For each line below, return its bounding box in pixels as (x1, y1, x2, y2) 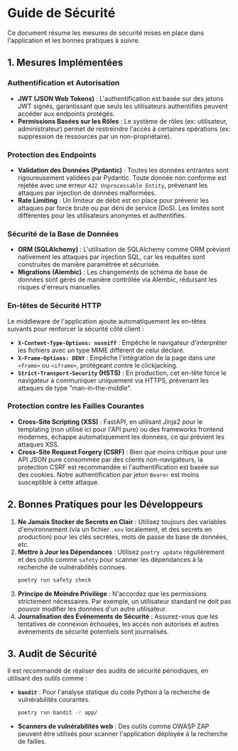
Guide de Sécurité (7, 5, 116, 21)
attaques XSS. (17, 440, 60, 449)
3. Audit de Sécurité (7, 647, 97, 659)
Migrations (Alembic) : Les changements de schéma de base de (17, 268, 208, 277)
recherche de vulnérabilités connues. (17, 563, 127, 571)
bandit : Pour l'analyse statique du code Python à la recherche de (17, 688, 210, 696)
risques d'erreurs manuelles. (17, 283, 102, 292)
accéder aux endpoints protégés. (17, 109, 115, 118)
